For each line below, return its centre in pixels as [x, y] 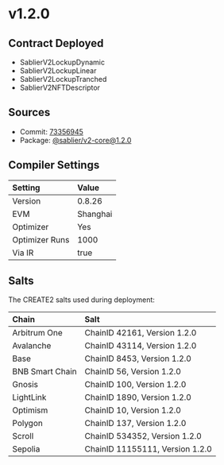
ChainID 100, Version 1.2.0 [135, 385]
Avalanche [32, 346]
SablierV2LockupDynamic [62, 62]
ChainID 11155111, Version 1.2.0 [148, 449]
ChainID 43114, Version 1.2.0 [141, 346]
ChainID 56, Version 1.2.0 [133, 372]
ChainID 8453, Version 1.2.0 [138, 358]
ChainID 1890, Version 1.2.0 [138, 397]
